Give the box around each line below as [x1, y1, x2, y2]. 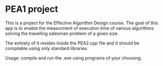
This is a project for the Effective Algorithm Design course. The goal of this [5, 20, 158, 26]
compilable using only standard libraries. [5, 45, 88, 51]
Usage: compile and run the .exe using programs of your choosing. [5, 55, 143, 61]
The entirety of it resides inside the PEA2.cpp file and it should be [5, 40, 140, 46]
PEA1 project [5, 3, 58, 15]
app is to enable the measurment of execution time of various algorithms [5, 25, 154, 31]
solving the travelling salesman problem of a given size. [5, 30, 119, 36]
